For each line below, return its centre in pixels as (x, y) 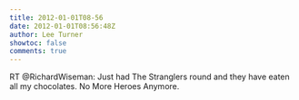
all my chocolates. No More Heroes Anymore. (95, 86)
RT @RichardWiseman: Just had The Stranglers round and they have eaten (150, 77)
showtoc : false (38, 43)
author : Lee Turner (46, 34)
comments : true (38, 51)
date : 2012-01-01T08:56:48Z (63, 26)
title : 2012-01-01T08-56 (56, 18)
